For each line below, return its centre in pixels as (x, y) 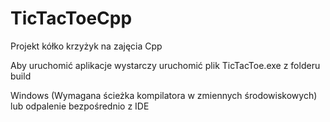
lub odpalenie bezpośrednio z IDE (80, 106)
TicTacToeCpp (71, 18)
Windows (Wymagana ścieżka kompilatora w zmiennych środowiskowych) (164, 95)
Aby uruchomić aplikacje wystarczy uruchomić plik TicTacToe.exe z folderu (165, 65)
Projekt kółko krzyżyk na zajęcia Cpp (86, 46)
